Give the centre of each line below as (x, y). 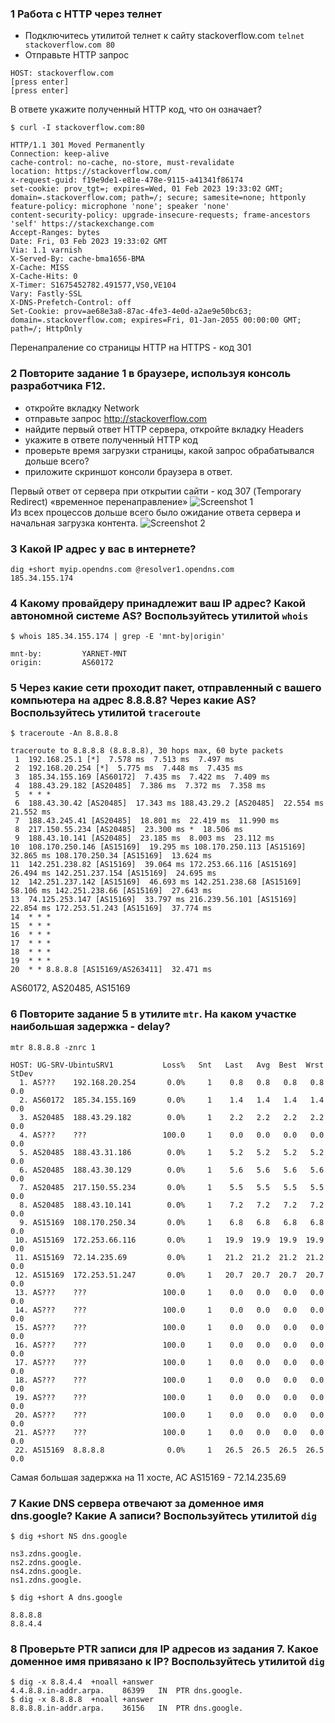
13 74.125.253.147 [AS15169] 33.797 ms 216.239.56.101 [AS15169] (154, 900)
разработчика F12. (58, 386)
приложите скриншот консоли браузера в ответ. (128, 471)
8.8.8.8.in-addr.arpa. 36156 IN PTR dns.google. (127, 1708)
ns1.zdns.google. (46, 1580)
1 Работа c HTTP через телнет (86, 14)
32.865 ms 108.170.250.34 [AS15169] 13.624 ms (111, 856)
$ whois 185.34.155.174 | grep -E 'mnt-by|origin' (118, 637)
